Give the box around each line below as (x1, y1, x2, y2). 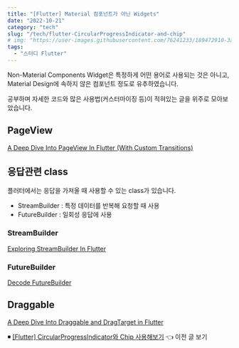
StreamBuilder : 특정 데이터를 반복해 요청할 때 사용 (17, 201, 160, 210)
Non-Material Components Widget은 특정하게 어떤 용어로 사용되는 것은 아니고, (7, 70, 230, 79)
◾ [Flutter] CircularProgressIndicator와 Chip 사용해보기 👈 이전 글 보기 (7, 332, 208, 341)
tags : (7, 43, 23, 51)
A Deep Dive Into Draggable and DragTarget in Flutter (7, 317, 164, 326)
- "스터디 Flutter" (14, 51, 68, 58)
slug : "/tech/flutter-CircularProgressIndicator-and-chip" (7, 30, 186, 38)
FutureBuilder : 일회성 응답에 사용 (17, 210, 112, 218)
